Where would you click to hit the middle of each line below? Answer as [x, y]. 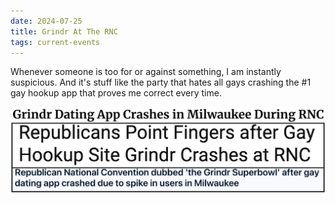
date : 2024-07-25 [46, 21]
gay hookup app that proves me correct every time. [116, 93]
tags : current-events [55, 42]
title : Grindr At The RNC [64, 31]
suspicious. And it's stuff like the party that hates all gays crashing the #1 [161, 82]
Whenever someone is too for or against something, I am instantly [146, 72]
